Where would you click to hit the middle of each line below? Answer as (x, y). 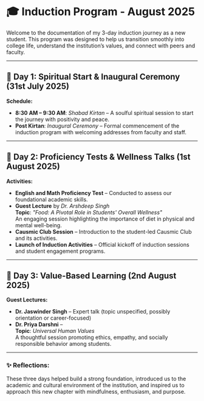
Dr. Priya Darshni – (39, 324)
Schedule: (19, 101)
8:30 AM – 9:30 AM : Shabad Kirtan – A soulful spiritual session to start (104, 112)
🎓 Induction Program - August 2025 (101, 12)
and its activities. (36, 238)
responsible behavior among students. (63, 344)
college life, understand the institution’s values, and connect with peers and (101, 46)
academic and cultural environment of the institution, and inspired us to (96, 385)
